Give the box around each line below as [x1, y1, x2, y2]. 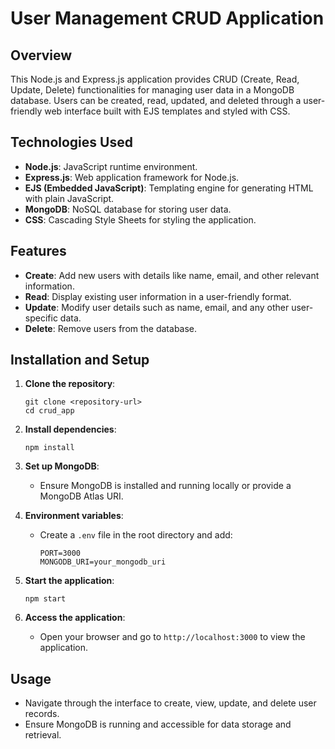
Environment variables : [24, 510, 124, 522]
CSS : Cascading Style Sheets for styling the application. [24, 213, 257, 226]
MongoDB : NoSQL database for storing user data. [24, 203, 232, 215]
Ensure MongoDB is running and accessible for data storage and [24, 718, 292, 731]
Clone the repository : [24, 378, 116, 390]
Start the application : [24, 575, 115, 587]
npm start [24, 594, 67, 604]
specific [24, 312, 58, 324]
